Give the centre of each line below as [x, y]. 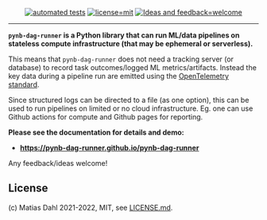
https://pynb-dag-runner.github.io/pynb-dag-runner [109, 148]
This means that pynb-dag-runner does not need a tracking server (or [121, 59]
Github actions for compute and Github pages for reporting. [106, 117]
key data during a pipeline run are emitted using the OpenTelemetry [118, 76]
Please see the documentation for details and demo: [96, 132]
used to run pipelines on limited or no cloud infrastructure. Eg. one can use [131, 108]
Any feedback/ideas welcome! [58, 163]
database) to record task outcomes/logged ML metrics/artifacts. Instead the [132, 67]
